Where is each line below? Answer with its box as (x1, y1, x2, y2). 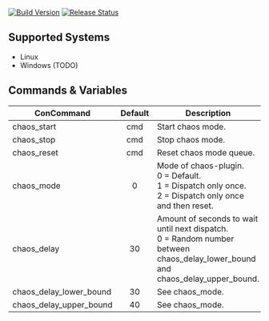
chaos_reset (12, 146, 58, 158)
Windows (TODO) (19, 60, 78, 70)
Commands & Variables (8, 84, 128, 98)
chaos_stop (12, 134, 56, 145)
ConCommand (34, 107, 90, 118)
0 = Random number (156, 233, 235, 244)
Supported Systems (8, 30, 110, 44)
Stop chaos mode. (156, 134, 226, 145)
